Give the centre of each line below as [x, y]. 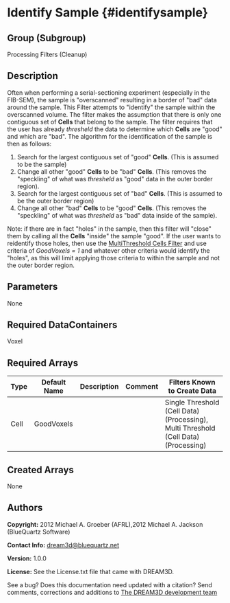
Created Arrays [40, 469]
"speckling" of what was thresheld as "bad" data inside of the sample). [117, 215]
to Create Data [192, 391]
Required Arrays [43, 363]
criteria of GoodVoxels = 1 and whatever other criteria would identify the [108, 250]
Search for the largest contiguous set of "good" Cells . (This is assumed [118, 157]
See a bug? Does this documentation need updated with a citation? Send [110, 584]
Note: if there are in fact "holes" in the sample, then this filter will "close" [110, 229]
